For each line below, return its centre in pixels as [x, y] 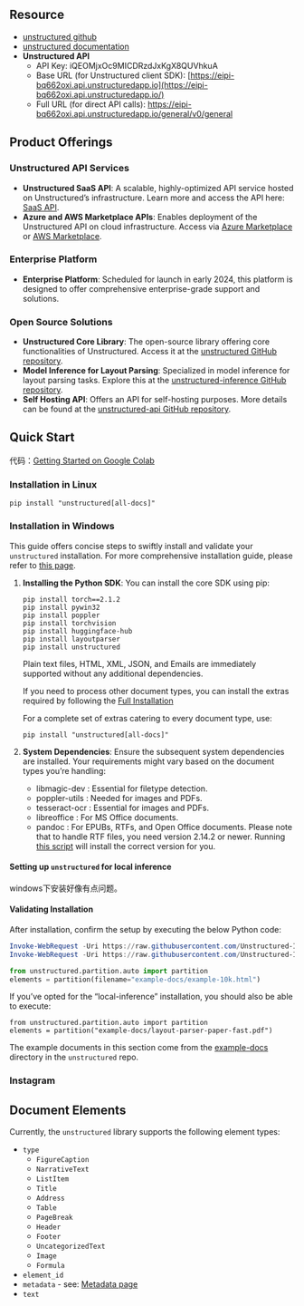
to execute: [30, 1006]
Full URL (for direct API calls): [91, 104]
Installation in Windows [62, 527]
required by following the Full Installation [98, 701]
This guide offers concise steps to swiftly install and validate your [131, 546]
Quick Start [42, 437]
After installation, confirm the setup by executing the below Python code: [146, 929]
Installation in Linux [53, 484]
